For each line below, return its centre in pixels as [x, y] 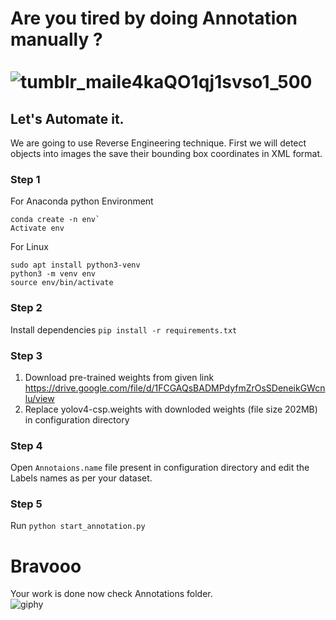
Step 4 [26, 445]
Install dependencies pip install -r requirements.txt [124, 329]
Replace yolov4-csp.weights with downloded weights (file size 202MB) [171, 409]
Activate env [37, 228]
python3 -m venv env [53, 274]
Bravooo [46, 566]
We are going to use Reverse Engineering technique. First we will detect [158, 143]
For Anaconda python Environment [82, 201]
